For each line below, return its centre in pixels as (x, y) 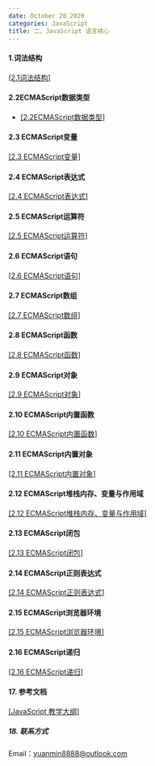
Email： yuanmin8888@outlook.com (68, 753)
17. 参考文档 (27, 692)
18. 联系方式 (28, 731)
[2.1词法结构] (29, 77)
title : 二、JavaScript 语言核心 (59, 31)
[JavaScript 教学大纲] (44, 711)
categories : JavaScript (48, 24)
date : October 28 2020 (46, 16)
